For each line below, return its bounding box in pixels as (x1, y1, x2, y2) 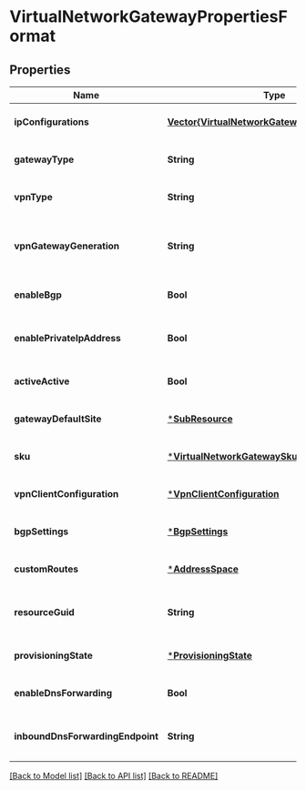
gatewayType (14, 153, 75, 166)
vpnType (14, 191, 53, 203)
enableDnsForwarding (14, 687, 113, 699)
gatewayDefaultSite (14, 412, 102, 425)
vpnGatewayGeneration (14, 239, 120, 252)
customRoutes (14, 562, 79, 575)
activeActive (14, 375, 70, 388)
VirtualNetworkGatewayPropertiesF (9, 6, 289, 27)
